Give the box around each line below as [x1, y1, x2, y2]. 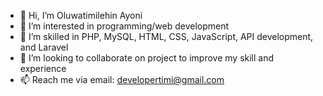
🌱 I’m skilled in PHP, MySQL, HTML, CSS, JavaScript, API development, [19, 31, 314, 42]
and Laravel [19, 41, 69, 53]
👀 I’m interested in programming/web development [19, 20, 230, 32]
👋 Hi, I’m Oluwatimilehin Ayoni [19, 10, 143, 21]
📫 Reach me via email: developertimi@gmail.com [19, 74, 225, 85]
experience [19, 63, 67, 74]
